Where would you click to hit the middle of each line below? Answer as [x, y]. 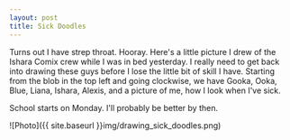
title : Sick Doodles [48, 26]
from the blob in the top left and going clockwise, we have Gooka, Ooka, [143, 80]
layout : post [34, 18]
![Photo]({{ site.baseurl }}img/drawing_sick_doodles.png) [115, 125]
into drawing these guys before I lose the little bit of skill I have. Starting [142, 71]
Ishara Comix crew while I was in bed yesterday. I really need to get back [145, 61]
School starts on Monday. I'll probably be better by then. [114, 107]
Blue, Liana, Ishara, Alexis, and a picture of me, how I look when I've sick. [145, 90]
